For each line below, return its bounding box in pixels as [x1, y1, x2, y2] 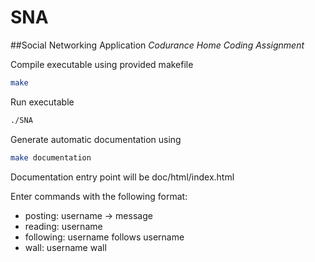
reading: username [24, 220, 103, 232]
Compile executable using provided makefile [10, 58, 194, 70]
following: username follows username [24, 231, 185, 243]
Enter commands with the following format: [10, 190, 188, 202]
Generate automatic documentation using [10, 133, 182, 145]
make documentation [10, 152, 92, 163]
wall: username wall [24, 241, 107, 253]
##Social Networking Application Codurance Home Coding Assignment [10, 39, 305, 51]
